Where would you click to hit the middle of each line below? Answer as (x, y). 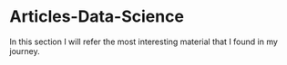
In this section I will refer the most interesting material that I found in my (143, 42)
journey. (25, 51)
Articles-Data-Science (97, 17)
